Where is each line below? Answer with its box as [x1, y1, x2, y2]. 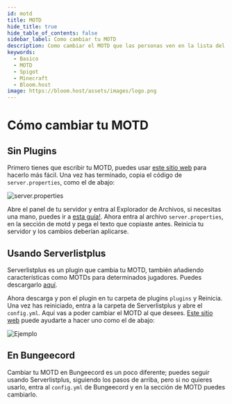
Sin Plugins [7, 145, 57, 157]
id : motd [7, 10, 33, 17]
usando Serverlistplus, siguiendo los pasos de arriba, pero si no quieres [7, 376, 213, 384]
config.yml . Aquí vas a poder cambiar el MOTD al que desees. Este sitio [7, 308, 213, 317]
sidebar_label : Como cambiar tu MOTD [7, 36, 117, 43]
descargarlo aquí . [7, 280, 58, 289]
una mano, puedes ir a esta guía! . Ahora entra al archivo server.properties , [7, 212, 224, 221]
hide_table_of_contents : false [7, 29, 98, 37]
